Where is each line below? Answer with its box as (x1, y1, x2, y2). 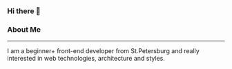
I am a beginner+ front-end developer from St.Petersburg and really (7, 47, 200, 55)
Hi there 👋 (7, 6, 41, 16)
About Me (7, 24, 41, 34)
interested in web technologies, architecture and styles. (7, 55, 166, 63)
